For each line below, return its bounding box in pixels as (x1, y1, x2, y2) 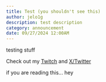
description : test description (6, 19, 83, 25)
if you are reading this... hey (6, 69, 74, 76)
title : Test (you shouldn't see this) (6, 8, 101, 15)
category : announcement (6, 25, 64, 31)
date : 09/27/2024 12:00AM (6, 30, 69, 36)
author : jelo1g (6, 14, 43, 20)
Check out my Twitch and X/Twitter (6, 58, 91, 65)
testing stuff (6, 46, 35, 53)
